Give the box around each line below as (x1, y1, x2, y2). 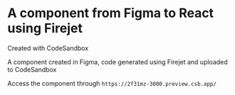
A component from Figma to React (7, 5, 214, 21)
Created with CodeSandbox (7, 44, 89, 52)
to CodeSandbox (7, 65, 57, 74)
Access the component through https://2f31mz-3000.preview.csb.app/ (7, 79, 217, 87)
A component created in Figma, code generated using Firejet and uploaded (7, 57, 228, 66)
